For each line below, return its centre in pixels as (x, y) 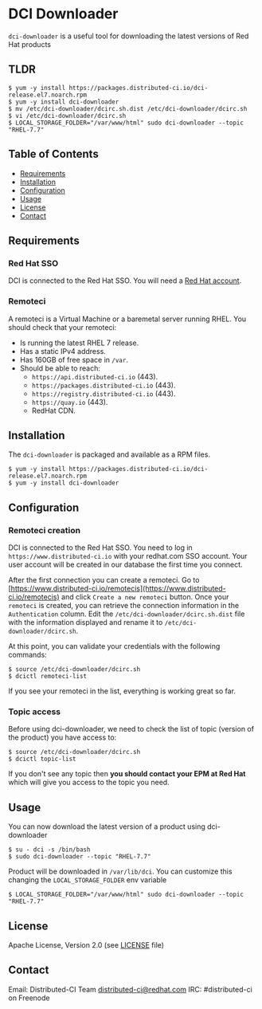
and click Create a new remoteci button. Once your (145, 597)
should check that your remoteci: (63, 327)
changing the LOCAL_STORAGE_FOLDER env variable (88, 880)
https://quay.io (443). (70, 402)
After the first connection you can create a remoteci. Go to (104, 580)
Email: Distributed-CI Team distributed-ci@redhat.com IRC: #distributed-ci (130, 989)
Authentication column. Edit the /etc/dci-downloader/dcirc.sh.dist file (127, 614)
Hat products (30, 44)
